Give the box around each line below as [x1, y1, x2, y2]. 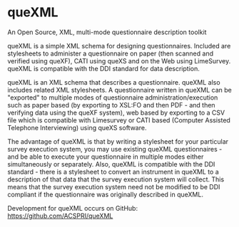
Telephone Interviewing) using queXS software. [7, 123, 147, 132]
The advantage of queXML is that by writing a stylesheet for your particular [7, 137, 229, 146]
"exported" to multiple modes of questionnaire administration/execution [7, 93, 218, 102]
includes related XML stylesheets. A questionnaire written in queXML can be [7, 85, 232, 94]
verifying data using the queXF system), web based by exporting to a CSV [7, 108, 225, 117]
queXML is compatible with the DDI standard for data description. [7, 64, 200, 73]
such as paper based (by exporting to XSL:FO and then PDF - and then [7, 100, 215, 109]
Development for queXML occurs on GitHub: [7, 204, 138, 212]
